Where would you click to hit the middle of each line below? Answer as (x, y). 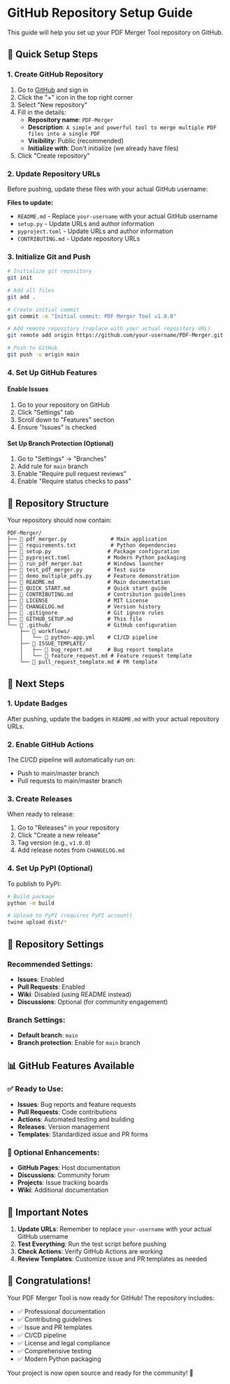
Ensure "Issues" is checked (57, 427)
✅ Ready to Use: (35, 1089)
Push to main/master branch (58, 773)
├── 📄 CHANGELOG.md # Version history (84, 607)
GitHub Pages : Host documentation (69, 1168)
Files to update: (30, 202)
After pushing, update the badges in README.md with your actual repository (114, 719)
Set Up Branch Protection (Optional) (60, 443)
